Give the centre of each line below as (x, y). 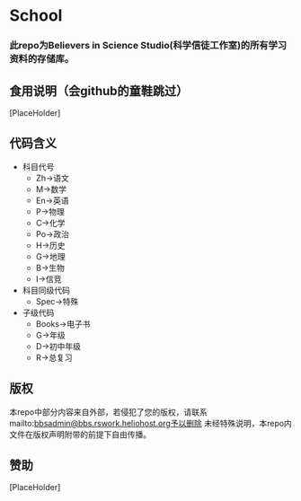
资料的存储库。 (42, 59)
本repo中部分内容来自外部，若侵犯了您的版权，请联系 (109, 412)
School (36, 16)
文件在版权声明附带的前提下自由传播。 (80, 434)
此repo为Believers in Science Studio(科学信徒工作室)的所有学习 (148, 46)
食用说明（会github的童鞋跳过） (99, 91)
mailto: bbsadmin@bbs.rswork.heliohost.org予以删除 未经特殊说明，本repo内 (150, 423)
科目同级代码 (46, 290)
